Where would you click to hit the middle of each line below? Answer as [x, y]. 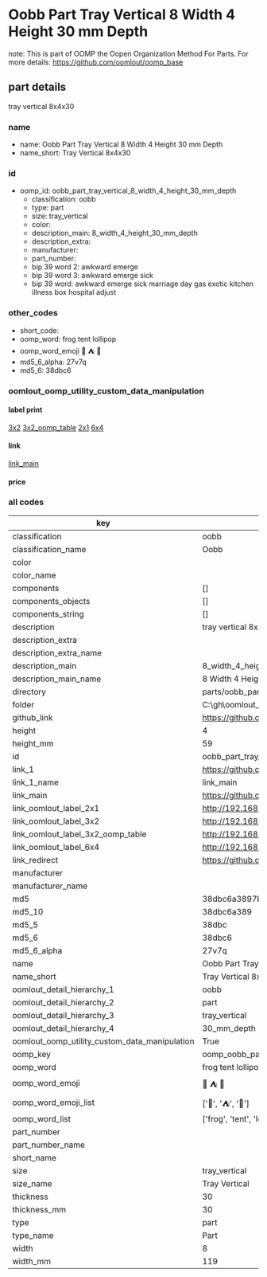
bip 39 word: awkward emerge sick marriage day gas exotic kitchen [143, 284]
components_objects [51, 601]
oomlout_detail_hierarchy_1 [63, 989]
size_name [32, 1183]
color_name [34, 575]
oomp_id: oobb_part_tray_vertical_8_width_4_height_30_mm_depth [128, 191]
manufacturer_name [50, 886]
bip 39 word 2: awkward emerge [85, 267]
